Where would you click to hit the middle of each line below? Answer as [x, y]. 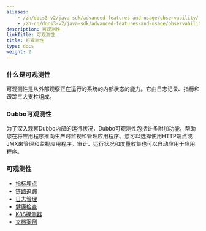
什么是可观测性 [29, 74]
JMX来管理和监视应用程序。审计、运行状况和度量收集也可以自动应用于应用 [101, 144]
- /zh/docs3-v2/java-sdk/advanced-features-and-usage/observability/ [108, 18]
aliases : [17, 12]
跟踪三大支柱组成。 [31, 97]
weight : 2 [19, 52]
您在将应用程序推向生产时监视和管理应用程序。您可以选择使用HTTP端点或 [100, 136]
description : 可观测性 [33, 29]
